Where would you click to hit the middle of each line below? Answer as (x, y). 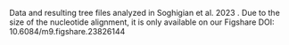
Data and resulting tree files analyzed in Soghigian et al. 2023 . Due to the (145, 13)
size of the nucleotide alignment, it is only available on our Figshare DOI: (142, 22)
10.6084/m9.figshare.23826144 (67, 31)
